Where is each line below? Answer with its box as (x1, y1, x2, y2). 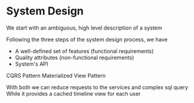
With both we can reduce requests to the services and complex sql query (6, 83, 189, 91)
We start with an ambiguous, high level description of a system (6, 24, 163, 31)
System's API (14, 60, 48, 67)
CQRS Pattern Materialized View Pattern (6, 72, 106, 79)
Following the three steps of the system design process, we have (6, 36, 167, 43)
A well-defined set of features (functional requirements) (14, 47, 154, 55)
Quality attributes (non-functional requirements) (14, 54, 134, 61)
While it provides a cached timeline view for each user (6, 90, 141, 97)
